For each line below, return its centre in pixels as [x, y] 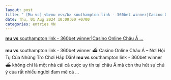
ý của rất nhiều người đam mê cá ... [42, 72]
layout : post [19, 10]
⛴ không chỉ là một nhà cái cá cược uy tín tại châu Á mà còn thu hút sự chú [85, 65]
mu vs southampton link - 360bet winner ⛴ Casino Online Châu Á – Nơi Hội [85, 51]
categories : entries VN [31, 24]
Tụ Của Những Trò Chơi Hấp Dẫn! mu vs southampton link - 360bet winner [84, 57]
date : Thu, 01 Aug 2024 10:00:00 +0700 [48, 19]
